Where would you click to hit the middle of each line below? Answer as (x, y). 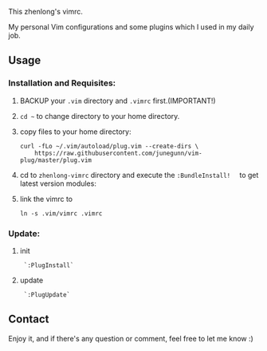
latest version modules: (58, 183)
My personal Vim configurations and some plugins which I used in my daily (131, 27)
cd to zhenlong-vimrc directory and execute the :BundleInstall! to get (139, 175)
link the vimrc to (46, 199)
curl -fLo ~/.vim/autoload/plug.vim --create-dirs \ (109, 146)
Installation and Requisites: (62, 83)
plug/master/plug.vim (55, 160)
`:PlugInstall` (49, 265)
